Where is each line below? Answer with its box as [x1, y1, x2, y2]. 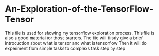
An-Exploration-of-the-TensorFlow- [5, 3, 154, 15]
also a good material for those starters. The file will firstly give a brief [5, 35, 143, 41]
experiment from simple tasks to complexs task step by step [5, 45, 125, 51]
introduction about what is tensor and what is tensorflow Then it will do [5, 40, 147, 46]
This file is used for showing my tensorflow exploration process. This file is [5, 30, 155, 36]
